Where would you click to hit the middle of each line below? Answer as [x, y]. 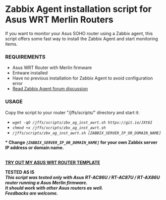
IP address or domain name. [35, 147]
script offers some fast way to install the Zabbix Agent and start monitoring [82, 39]
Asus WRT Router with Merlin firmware [52, 67]
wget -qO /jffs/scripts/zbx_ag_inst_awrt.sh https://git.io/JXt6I [82, 123]
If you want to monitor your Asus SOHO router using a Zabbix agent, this [79, 33]
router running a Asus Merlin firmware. [46, 183]
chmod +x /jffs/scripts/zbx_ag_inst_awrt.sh [59, 128]
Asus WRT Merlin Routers [59, 20]
